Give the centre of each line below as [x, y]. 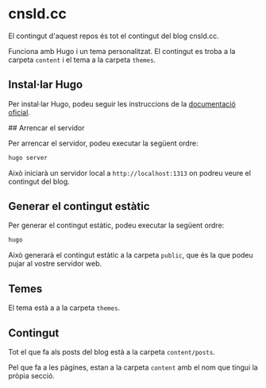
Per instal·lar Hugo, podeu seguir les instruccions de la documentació [122, 103]
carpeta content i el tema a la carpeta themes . [82, 60]
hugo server [28, 157]
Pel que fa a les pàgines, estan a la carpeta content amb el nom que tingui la [133, 367]
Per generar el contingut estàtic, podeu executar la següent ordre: [116, 225]
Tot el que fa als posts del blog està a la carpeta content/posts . [112, 351]
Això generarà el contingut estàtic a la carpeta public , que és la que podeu [131, 255]
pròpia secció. [32, 375]
